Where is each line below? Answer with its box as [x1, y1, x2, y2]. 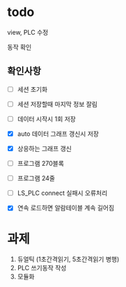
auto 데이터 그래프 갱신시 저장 [17, 130, 100, 138]
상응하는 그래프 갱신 [17, 144, 72, 153]
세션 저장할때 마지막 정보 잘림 [17, 100, 97, 108]
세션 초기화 [17, 85, 48, 93]
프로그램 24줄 [17, 174, 56, 183]
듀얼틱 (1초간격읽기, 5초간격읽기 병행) [17, 255, 120, 263]
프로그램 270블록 [17, 160, 65, 168]
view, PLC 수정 [7, 28, 49, 36]
